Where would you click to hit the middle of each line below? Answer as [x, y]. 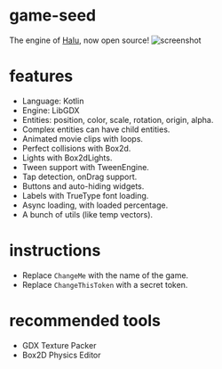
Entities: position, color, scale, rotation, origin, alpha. [118, 119]
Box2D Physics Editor [61, 355]
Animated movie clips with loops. [83, 138]
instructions [55, 251]
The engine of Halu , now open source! [79, 40]
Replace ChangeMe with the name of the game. [105, 275]
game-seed [52, 16]
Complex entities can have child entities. [96, 129]
